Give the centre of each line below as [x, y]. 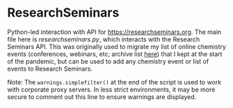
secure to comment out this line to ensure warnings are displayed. [102, 97]
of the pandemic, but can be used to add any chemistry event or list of [108, 61]
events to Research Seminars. [50, 69]
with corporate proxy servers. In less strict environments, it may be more [111, 89]
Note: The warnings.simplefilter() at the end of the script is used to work [114, 82]
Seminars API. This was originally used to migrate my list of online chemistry [116, 46]
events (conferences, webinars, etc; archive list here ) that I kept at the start [115, 54]
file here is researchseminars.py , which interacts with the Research [104, 39]
